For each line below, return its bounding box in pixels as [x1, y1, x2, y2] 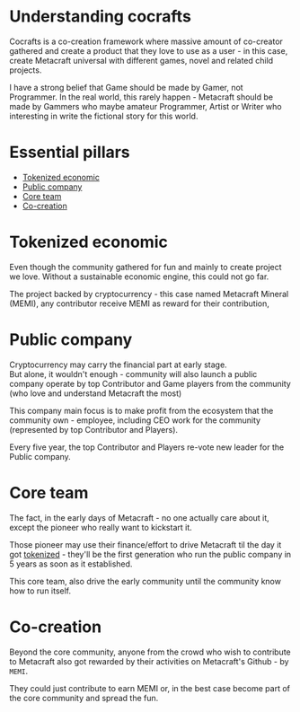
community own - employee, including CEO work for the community [9, 415, 261, 426]
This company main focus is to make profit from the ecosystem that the [9, 405, 274, 416]
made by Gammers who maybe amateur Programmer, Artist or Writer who [9, 101, 283, 111]
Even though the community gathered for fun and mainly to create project [9, 261, 282, 272]
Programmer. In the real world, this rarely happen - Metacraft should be [9, 92, 274, 102]
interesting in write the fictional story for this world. [9, 110, 199, 121]
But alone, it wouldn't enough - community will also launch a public [9, 368, 258, 379]
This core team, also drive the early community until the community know [9, 576, 281, 586]
